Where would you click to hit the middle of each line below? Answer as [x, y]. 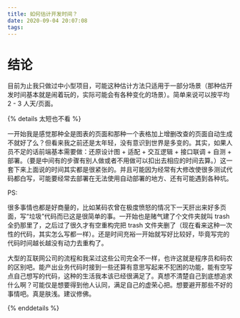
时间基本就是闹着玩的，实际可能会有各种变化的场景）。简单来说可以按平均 [121, 95]
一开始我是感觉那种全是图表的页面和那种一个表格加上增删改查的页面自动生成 [120, 134]
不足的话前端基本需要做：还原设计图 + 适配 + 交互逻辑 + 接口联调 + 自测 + [122, 152]
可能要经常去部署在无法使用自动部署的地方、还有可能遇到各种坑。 [135, 178]
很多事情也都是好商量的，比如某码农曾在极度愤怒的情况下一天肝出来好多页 [117, 207]
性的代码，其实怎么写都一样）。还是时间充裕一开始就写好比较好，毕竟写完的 [119, 234]
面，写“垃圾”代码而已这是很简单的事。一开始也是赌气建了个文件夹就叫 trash [119, 216]
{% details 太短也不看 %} [44, 119]
